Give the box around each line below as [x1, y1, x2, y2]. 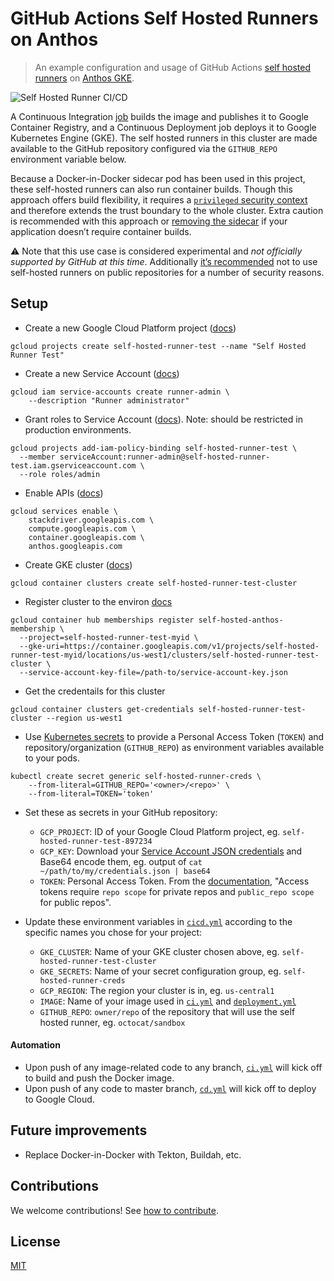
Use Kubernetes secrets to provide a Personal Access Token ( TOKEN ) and [24, 730, 325, 742]
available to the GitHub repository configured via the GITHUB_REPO [10, 142, 278, 154]
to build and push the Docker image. [24, 1072, 175, 1084]
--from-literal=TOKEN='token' [28, 788, 155, 799]
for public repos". [39, 896, 112, 908]
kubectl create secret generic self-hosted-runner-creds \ [10, 771, 262, 781]
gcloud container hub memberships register [10, 615, 195, 625]
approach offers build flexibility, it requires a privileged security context [10, 193, 308, 206]
